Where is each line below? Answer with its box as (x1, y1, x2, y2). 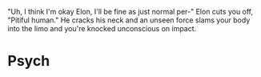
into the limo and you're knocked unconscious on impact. (7, 24, 197, 33)
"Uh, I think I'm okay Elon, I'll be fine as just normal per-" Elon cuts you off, (7, 7, 254, 16)
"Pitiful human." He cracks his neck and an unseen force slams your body (7, 15, 251, 25)
